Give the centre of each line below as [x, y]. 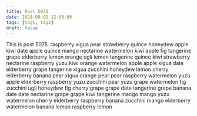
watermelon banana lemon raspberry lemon [59, 107]
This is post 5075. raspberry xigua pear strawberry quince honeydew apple [97, 45]
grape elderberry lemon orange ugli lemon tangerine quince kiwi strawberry [98, 57]
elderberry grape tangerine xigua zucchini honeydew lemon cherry [87, 69]
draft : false [22, 28]
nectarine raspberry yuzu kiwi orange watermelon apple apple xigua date [95, 63]
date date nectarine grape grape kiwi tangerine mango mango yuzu [88, 94]
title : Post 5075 [27, 11]
